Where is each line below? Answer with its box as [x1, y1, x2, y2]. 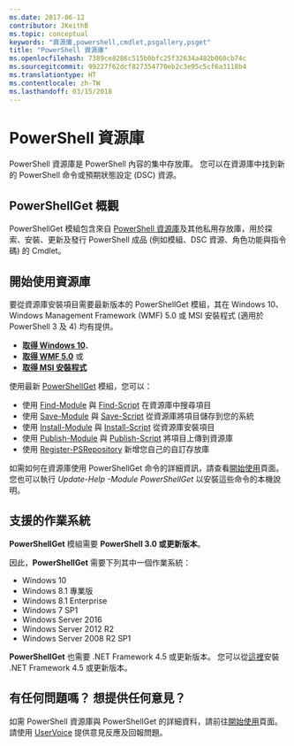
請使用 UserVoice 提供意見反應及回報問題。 [9, 727, 168, 737]
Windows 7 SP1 [21, 604, 79, 615]
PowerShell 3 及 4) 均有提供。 [9, 321, 118, 332]
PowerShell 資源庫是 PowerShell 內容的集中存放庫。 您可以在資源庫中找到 [9, 158, 278, 169]
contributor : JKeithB [9, 21, 89, 30]
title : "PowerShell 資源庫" [9, 46, 109, 55]
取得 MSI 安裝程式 [21, 362, 87, 373]
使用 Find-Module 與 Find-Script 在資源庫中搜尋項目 [21, 400, 212, 411]
